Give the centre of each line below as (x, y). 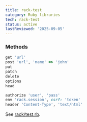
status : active (21, 24)
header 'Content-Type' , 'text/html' (44, 105)
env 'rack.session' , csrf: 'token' (43, 100)
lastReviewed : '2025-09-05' (35, 29)
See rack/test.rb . (23, 114)
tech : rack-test (22, 19)
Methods (17, 47)
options (13, 81)
